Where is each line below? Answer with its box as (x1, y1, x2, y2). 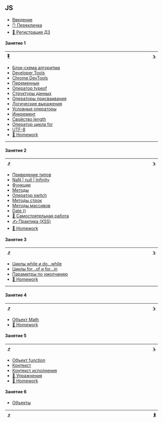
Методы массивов (12, 203, 51, 209)
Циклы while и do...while (12, 261, 62, 267)
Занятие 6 (5, 389, 27, 395)
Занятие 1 (5, 40, 26, 46)
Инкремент (12, 111, 36, 117)
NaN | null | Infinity (12, 177, 50, 183)
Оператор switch (12, 193, 47, 198)
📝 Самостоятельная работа (12, 213, 69, 219)
